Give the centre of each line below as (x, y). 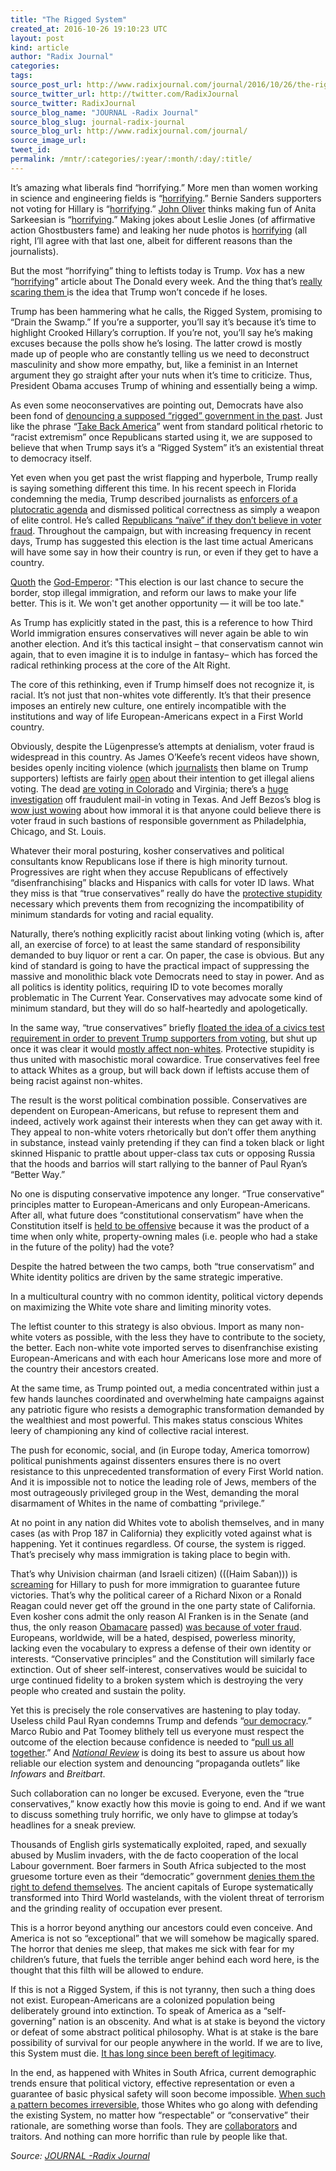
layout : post (37, 38)
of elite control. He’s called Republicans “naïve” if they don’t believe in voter (166, 520)
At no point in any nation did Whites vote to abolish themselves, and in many (167, 1522)
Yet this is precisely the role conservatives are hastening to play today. (155, 1710)
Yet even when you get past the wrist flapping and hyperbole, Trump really (164, 477)
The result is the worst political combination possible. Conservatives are (159, 1100)
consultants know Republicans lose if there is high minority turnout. (149, 861)
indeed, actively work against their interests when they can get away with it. (166, 1121)
